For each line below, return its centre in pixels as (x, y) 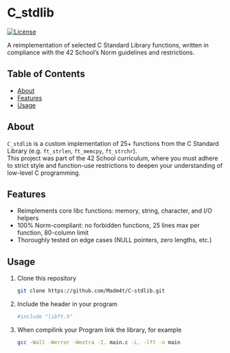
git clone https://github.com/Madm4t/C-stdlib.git (91, 291)
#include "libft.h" (45, 317)
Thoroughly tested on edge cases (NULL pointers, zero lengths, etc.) (114, 240)
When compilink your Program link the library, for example (99, 330)
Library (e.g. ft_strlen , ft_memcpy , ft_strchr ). (72, 151)
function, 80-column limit (53, 233)
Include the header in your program (67, 304)
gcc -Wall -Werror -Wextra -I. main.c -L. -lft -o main (99, 342)
